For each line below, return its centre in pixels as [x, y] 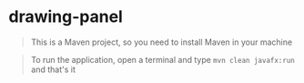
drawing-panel [66, 17]
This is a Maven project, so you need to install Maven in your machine [162, 42]
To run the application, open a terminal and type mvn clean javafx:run [162, 59]
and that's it [53, 69]
